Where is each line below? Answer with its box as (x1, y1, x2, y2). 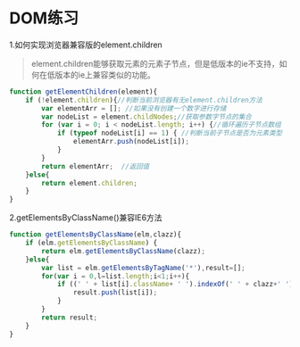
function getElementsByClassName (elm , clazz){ (9, 230, 181, 239)
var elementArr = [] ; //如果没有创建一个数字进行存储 (41, 103, 227, 112)
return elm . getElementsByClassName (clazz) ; (41, 246, 205, 255)
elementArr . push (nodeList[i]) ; (72, 137, 190, 146)
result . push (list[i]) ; (72, 288, 158, 297)
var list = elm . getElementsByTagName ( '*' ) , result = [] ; (41, 263, 246, 272)
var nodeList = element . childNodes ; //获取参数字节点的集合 (41, 112, 252, 121)
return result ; (41, 313, 98, 322)
